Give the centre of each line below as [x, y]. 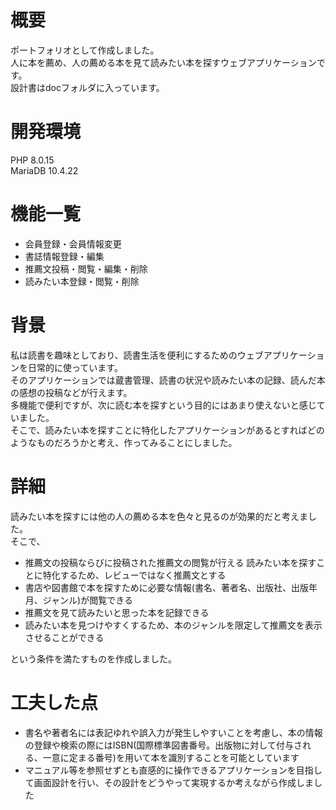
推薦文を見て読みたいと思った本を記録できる [117, 612]
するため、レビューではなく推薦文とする [143, 575]
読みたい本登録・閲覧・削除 [82, 281]
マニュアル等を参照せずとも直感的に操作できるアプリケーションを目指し [173, 770]
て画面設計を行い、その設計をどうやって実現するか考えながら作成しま [169, 782]
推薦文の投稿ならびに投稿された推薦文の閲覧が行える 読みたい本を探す [170, 562]
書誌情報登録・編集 [64, 256]
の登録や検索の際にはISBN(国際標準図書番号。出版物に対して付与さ [163, 745]
